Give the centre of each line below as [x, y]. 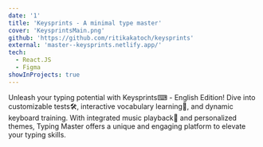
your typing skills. [37, 134]
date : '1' [25, 15]
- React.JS [33, 60]
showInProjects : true [44, 75]
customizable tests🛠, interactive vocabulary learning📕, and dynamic [121, 106]
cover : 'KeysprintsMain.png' [57, 30]
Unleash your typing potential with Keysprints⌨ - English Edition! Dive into [132, 97]
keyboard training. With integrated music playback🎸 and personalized [123, 118]
